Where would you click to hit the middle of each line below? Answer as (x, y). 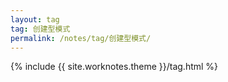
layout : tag (35, 19)
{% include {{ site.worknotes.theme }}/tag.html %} (114, 67)
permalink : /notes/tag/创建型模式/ (81, 38)
